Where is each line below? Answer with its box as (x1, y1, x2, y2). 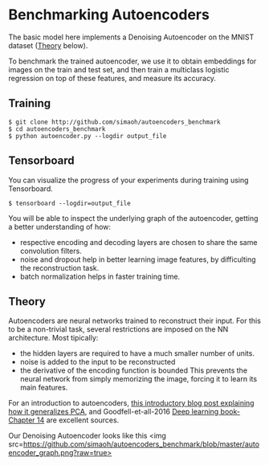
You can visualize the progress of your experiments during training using (8, 175, 249, 185)
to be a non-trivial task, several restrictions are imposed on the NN (8, 324, 229, 334)
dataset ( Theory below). (8, 40, 88, 50)
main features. (19, 383, 68, 393)
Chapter (8, 415, 35, 425)
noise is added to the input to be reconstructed (19, 357, 176, 367)
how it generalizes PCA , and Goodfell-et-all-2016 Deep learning (8, 407, 219, 417)
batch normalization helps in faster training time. (19, 271, 181, 281)
